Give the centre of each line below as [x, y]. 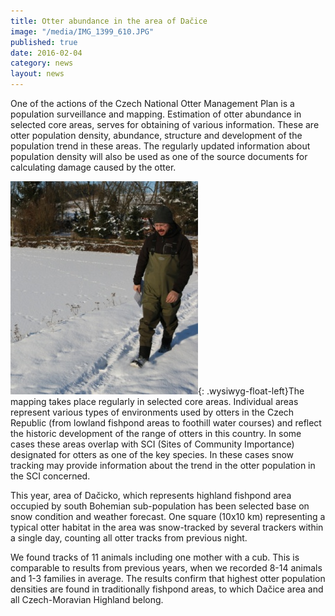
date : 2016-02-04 [46, 53]
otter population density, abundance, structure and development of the [156, 135]
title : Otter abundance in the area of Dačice [109, 21]
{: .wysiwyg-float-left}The [251, 391]
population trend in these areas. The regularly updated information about [160, 146]
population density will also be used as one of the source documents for [159, 156]
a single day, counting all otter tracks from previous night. [129, 538]
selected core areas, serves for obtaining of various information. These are [165, 124]
